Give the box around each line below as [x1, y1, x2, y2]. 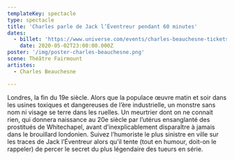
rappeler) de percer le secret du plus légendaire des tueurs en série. [7, 145, 203, 153]
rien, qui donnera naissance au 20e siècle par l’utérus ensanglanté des [7, 115, 210, 123]
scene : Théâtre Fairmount [7, 55, 82, 62]
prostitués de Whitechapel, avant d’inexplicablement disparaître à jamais [7, 123, 215, 131]
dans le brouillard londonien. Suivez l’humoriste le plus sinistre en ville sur [7, 130, 219, 139]
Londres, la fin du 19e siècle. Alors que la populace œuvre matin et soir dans [7, 93, 227, 101]
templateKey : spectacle [7, 10, 77, 17]
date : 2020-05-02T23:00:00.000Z [19, 42, 114, 49]
